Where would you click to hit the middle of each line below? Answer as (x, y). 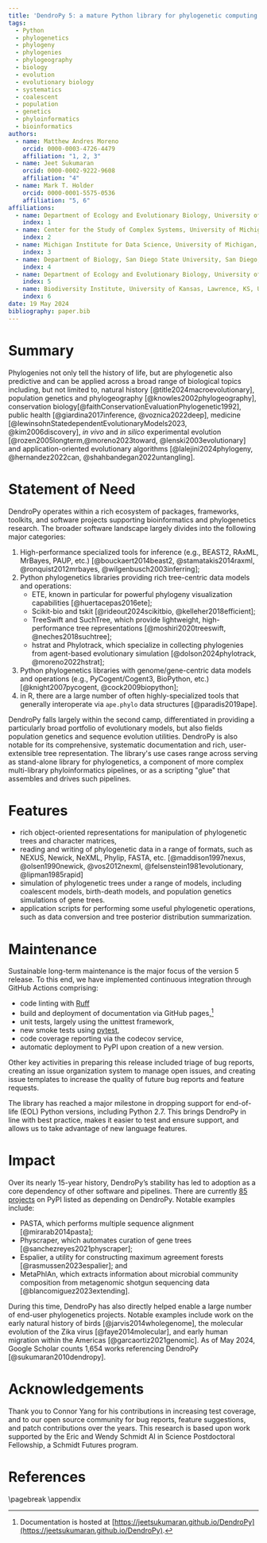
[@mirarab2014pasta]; (56, 1231)
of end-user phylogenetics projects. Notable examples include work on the (131, 1314)
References (47, 1477)
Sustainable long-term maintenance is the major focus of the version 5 (124, 971)
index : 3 (37, 252)
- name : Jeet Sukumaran (54, 164)
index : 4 (37, 267)
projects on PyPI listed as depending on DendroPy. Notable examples (122, 1199)
